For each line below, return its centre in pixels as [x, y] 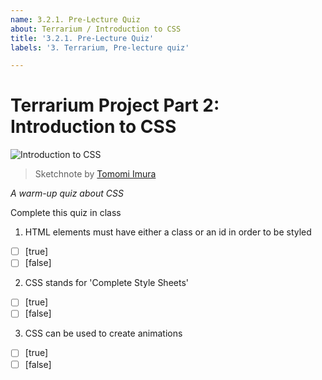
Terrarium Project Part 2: [115, 105]
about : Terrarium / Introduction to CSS [96, 29]
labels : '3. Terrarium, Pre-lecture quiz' [100, 47]
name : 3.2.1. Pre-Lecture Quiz [75, 19]
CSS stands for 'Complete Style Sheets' [106, 283]
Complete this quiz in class [66, 213]
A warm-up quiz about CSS [67, 193]
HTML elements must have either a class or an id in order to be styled [168, 232]
